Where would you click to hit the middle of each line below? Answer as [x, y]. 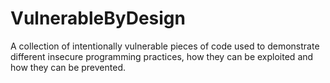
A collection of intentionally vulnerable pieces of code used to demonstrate [165, 46]
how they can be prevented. [68, 67]
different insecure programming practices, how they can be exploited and [162, 56]
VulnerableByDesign [98, 18]
